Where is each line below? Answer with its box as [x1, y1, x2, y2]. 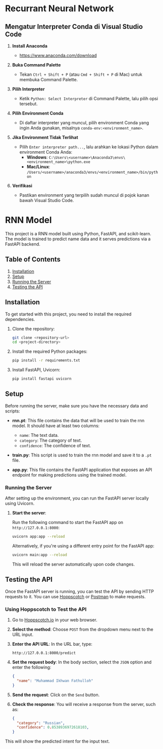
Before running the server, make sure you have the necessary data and [5, 403, 148, 409]
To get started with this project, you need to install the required [5, 311, 132, 317]
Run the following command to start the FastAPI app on [12, 520, 123, 525]
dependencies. [5, 316, 35, 322]
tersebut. [19, 101, 38, 107]
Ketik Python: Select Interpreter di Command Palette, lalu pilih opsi [19, 96, 159, 101]
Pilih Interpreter [12, 86, 45, 92]
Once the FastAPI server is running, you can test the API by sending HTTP [5, 588, 154, 594]
